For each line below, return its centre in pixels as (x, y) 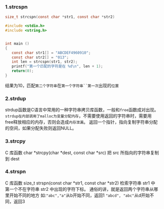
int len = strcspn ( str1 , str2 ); (45, 62)
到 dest (12, 158)
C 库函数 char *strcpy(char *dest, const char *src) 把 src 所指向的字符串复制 (82, 153)
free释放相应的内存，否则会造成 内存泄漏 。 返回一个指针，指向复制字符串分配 (82, 122)
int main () (17, 43)
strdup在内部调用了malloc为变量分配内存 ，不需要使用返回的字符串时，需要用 (78, 116)
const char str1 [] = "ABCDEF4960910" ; (51, 52)
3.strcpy (15, 141)
